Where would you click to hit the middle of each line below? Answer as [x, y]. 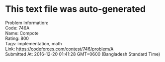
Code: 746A [17, 28]
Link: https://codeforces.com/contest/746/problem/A [59, 49]
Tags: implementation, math [34, 43]
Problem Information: [27, 23]
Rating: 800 [17, 38]
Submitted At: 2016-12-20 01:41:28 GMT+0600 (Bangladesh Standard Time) [83, 54]
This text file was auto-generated [75, 9]
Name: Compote [22, 33]
